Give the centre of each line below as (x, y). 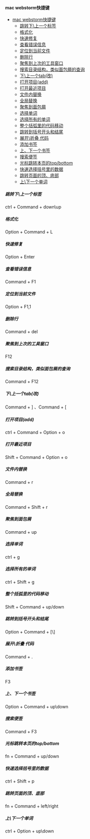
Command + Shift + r (26, 507)
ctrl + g (13, 557)
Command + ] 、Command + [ (36, 407)
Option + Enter (20, 257)
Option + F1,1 (18, 307)
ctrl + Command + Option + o (35, 432)
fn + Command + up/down (32, 756)
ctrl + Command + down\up (33, 207)
